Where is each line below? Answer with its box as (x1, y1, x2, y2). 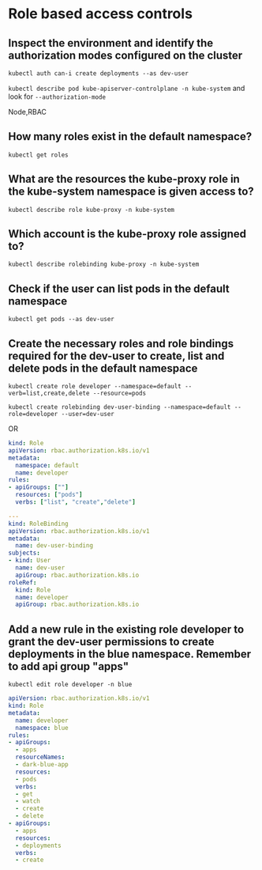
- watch (15, 797, 41, 805)
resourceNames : (15, 753, 65, 762)
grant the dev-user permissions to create (8, 634, 215, 649)
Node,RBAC (8, 108, 47, 116)
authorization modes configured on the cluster (8, 48, 243, 62)
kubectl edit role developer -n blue (8, 681, 133, 689)
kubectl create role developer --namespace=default (8, 383, 182, 391)
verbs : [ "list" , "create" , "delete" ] (15, 498, 136, 506)
